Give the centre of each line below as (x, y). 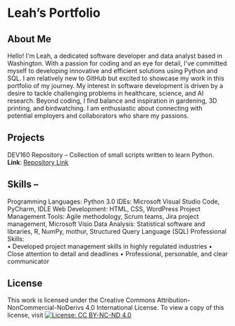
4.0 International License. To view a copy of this (155, 308)
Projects (26, 138)
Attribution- (174, 300)
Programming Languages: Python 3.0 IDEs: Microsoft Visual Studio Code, (114, 201)
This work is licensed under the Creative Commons (82, 300)
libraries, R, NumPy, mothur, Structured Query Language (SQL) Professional (117, 231)
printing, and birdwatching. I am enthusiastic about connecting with (105, 108)
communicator (28, 261)
